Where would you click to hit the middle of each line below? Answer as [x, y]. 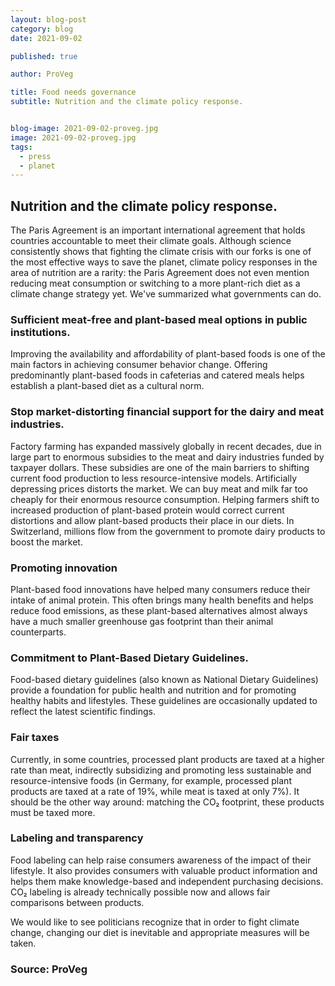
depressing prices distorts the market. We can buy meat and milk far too [159, 488]
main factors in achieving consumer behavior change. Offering [139, 365]
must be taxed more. [53, 812]
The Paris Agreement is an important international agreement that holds [158, 230]
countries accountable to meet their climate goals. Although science [151, 241]
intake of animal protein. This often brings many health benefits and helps [162, 600]
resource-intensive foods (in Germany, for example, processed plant [151, 780]
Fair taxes [35, 738]
